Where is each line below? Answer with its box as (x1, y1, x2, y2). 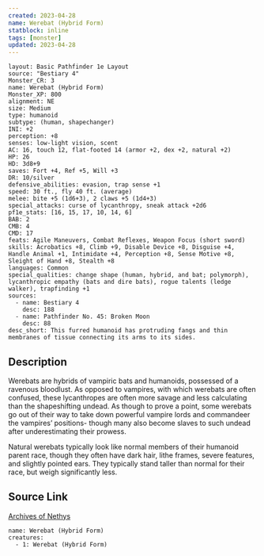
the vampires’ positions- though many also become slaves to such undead (8, 418, 251, 428)
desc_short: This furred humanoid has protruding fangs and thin (8, 327, 228, 335)
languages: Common (8, 264, 69, 272)
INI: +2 (8, 125, 34, 133)
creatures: (8, 533, 44, 542)
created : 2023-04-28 (8, 11, 77, 20)
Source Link (8, 490, 69, 504)
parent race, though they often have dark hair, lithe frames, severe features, (8, 450, 255, 460)
